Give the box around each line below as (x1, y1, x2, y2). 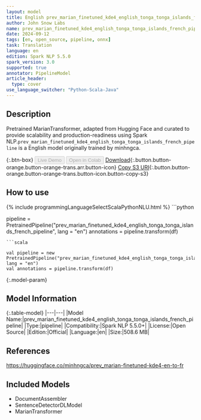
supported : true (6, 64, 47, 71)
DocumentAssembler (14, 395, 68, 402)
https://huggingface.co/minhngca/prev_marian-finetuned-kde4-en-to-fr (6, 362, 184, 369)
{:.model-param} (6, 276, 48, 283)
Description (6, 109, 51, 119)
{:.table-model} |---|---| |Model (6, 310, 84, 317)
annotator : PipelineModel (6, 70, 71, 76)
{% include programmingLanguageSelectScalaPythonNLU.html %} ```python (6, 203, 194, 211)
